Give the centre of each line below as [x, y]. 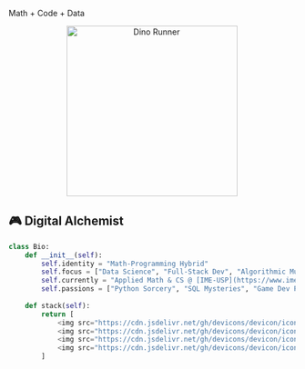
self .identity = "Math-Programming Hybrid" [125, 264]
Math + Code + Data [47, 13]
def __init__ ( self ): [64, 255]
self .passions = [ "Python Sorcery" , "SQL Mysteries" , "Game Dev [166, 289]
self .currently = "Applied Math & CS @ [117, 281]
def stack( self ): [58, 305]
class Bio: [29, 246]
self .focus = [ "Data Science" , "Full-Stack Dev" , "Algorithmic [163, 272]
